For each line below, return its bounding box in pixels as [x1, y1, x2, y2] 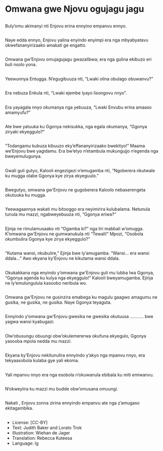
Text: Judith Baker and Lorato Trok [12, 425, 82, 430]
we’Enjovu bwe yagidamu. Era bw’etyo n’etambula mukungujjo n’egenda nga [5, 148, 159, 154]
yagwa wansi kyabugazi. [5, 319, 55, 325]
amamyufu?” [5, 109, 31, 115]
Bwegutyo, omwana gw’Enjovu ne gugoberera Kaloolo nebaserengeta [5, 187, 145, 193]
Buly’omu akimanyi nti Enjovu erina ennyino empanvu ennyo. [5, 23, 127, 29]
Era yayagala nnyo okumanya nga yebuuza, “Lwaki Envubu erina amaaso [5, 104, 152, 110]
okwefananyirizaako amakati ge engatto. [5, 42, 87, 48]
